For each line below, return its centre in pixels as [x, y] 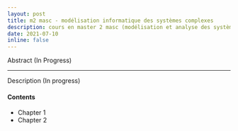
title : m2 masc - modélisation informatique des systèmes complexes [110, 21]
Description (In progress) [44, 81]
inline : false [28, 40]
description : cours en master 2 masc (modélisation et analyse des [109, 27]
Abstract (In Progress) [40, 60]
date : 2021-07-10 [33, 34]
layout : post [27, 14]
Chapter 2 [32, 120]
